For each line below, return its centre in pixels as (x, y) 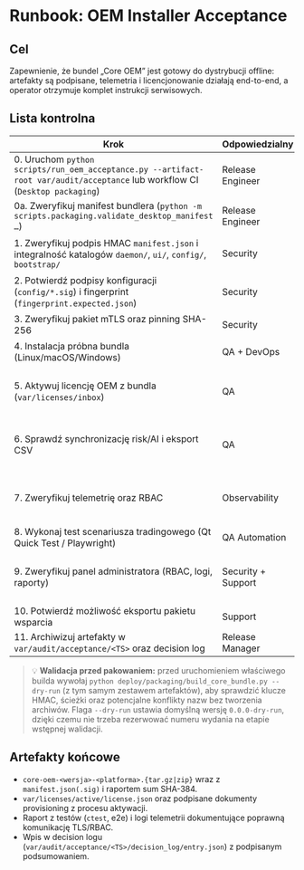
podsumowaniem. (56, 856)
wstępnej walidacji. (67, 729)
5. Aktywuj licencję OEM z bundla (85, 386)
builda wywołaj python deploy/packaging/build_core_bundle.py (150, 681)
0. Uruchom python (54, 159)
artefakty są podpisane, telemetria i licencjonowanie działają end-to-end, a (149, 81)
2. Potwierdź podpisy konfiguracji (85, 280)
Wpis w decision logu (62, 837)
